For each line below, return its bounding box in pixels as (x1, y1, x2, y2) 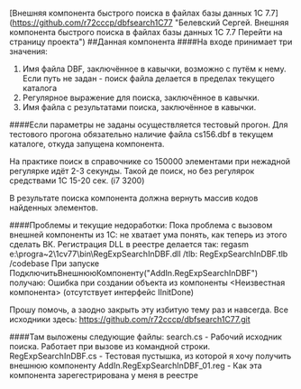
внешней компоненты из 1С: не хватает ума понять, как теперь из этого (9, 229, 287, 240)
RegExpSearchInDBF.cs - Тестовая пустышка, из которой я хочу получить (9, 351, 292, 361)
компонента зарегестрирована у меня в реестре (9, 370, 198, 380)
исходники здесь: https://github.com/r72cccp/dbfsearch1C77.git (9, 314, 251, 324)
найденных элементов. (9, 202, 99, 213)
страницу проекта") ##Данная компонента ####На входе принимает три (9, 36, 293, 47)
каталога (22, 83, 58, 93)
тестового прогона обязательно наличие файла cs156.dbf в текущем (9, 129, 274, 139)
